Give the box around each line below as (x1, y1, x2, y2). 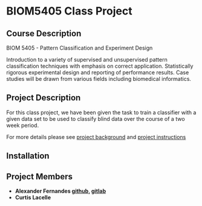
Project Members (6, 171, 73, 182)
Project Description (6, 92, 81, 103)
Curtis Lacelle (15, 194, 51, 201)
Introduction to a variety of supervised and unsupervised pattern (6, 56, 168, 63)
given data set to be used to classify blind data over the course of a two (6, 115, 186, 122)
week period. (6, 121, 39, 129)
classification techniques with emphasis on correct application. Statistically (6, 62, 194, 69)
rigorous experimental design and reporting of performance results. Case (6, 69, 189, 76)
